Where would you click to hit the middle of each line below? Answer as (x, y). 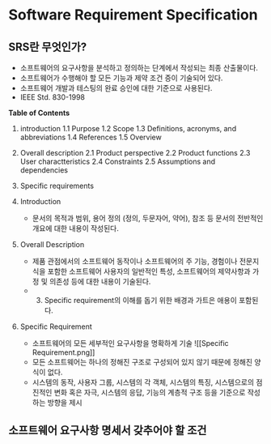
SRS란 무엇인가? (48, 47)
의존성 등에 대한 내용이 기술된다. (100, 282)
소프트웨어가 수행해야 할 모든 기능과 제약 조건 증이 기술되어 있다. (121, 78)
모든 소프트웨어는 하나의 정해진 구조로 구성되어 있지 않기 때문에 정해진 (142, 362)
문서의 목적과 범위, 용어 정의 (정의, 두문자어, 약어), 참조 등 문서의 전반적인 (148, 218)
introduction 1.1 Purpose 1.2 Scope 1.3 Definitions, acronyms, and (128, 128)
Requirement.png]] (64, 352)
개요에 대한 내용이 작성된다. (75, 228)
